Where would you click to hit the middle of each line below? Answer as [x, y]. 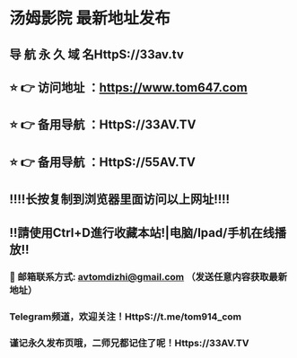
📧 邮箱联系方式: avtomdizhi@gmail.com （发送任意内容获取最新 [148, 277]
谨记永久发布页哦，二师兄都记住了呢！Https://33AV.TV [129, 344]
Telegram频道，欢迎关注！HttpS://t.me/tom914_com [126, 317]
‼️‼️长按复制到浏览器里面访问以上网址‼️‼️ [120, 200]
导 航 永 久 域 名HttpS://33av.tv [96, 54]
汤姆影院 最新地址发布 [90, 18]
